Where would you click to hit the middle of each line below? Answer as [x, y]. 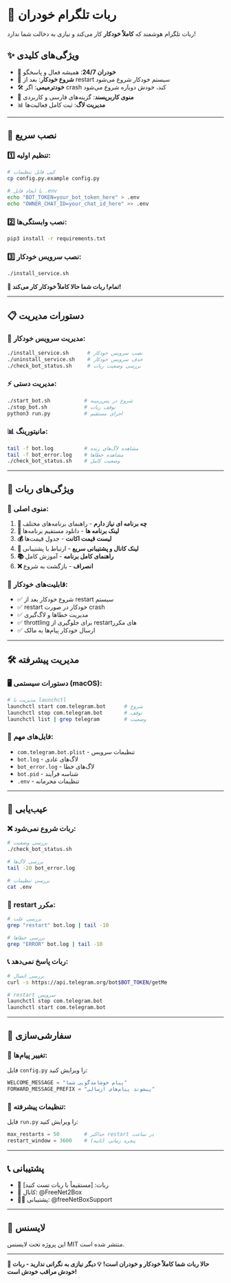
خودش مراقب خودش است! [42, 1272]
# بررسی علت [24, 919]
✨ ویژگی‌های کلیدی [43, 55]
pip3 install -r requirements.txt [57, 239]
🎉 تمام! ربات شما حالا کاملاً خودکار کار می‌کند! [64, 287]
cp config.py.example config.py [53, 179]
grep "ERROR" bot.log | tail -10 [55, 944]
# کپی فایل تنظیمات [31, 172]
